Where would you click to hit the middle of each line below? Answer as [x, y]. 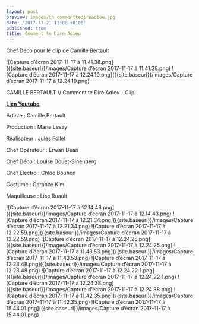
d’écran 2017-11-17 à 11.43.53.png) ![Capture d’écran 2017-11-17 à [86, 258]
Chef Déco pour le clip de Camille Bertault [58, 50]
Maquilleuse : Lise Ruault [37, 196]
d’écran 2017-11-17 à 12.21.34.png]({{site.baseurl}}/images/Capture [111, 220]
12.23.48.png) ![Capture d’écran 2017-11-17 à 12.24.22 [72, 271]
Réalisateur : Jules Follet [36, 139]
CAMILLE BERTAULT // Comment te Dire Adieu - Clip [70, 93]
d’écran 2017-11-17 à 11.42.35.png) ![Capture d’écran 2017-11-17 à [86, 302]
